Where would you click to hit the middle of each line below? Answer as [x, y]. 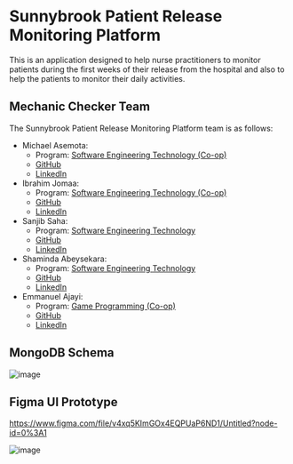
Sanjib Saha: [45, 220]
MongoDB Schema [62, 353]
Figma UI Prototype [63, 402]
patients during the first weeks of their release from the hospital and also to [147, 69]
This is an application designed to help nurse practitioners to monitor [135, 60]
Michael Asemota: [55, 145]
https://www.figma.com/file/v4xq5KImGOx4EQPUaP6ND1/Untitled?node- [143, 423]
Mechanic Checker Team [80, 107]
